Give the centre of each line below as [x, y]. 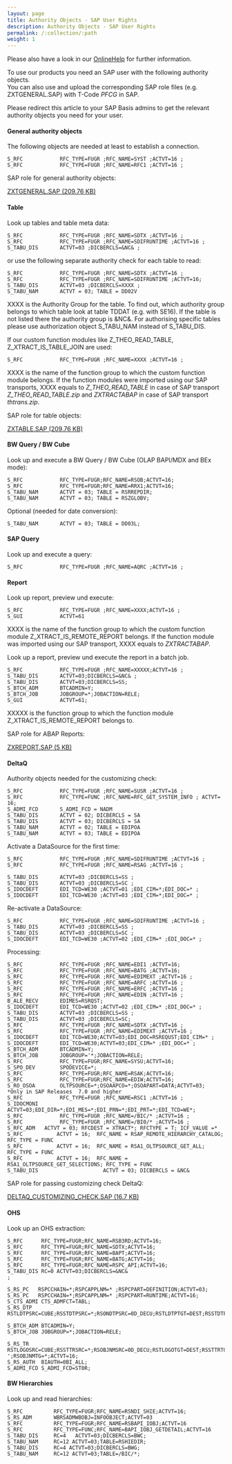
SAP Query [23, 539]
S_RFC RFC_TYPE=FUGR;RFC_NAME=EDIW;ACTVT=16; [91, 1080]
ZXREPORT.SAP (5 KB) [40, 748]
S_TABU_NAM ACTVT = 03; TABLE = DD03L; [74, 523]
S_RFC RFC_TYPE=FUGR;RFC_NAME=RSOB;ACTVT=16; [91, 480]
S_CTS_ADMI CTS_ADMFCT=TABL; [49, 1301]
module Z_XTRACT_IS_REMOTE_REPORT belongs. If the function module [111, 637]
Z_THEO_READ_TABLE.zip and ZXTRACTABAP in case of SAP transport [108, 395]
